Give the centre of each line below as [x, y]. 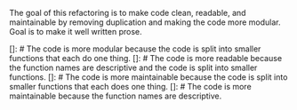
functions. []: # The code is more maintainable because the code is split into [148, 77]
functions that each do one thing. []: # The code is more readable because [146, 58]
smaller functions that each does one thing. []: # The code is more [130, 86]
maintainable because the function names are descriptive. [116, 96]
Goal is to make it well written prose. [76, 31]
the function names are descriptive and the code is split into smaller [133, 67]
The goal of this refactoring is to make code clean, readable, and [128, 13]
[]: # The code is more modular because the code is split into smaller [135, 49]
